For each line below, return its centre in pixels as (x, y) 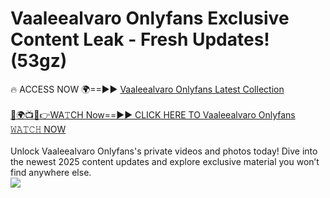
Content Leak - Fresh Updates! (140, 39)
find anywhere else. (51, 172)
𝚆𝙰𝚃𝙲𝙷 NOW (38, 129)
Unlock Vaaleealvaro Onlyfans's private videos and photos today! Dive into (164, 151)
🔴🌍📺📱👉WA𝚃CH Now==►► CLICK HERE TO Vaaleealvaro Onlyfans (153, 114)
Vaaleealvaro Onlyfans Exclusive (150, 18)
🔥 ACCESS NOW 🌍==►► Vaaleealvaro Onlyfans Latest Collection (147, 89)
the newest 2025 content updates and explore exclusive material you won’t (165, 161)
